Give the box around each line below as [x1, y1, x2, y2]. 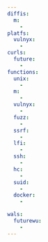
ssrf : [13, 127, 30, 134]
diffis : [7, 10, 30, 17]
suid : [13, 179, 30, 186]
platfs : [7, 29, 30, 37]
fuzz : [13, 114, 30, 121]
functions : [7, 68, 39, 75]
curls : [7, 50, 26, 56]
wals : [7, 211, 23, 218]
